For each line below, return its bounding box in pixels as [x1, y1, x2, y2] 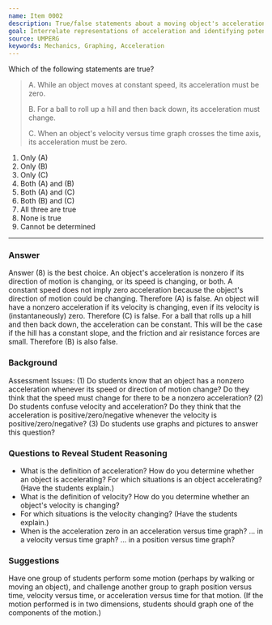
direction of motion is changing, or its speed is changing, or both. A [8, 276, 233, 286]
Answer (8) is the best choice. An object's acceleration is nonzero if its [8, 268, 244, 278]
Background [8, 357, 58, 369]
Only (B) [19, 161, 49, 171]
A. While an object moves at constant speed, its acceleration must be [28, 80, 260, 90]
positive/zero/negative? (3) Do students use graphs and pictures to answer [8, 418, 259, 428]
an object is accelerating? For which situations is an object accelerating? [19, 475, 262, 485]
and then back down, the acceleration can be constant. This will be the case [8, 319, 263, 329]
